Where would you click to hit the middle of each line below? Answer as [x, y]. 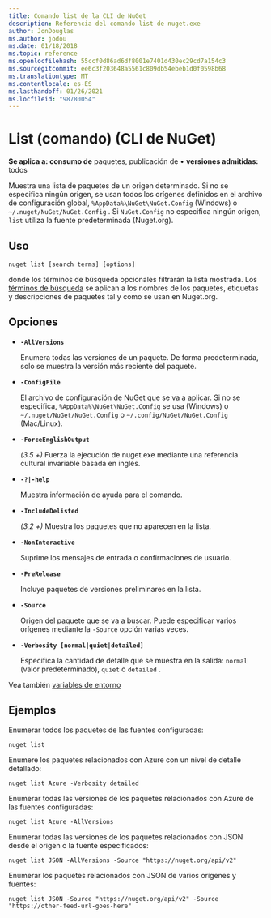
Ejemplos [32, 710]
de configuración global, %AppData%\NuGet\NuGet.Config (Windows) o [123, 203]
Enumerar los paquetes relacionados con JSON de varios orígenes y [123, 875]
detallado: [25, 768]
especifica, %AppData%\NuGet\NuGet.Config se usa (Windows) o [124, 405]
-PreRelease [40, 574]
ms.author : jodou [38, 39]
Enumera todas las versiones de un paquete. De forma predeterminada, [139, 357]
